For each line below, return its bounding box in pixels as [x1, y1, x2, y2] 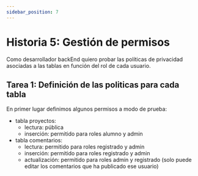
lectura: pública [24, 123, 64, 131]
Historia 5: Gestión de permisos [6, 35, 170, 49]
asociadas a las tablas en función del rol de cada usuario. [6, 62, 151, 69]
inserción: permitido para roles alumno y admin [24, 130, 144, 137]
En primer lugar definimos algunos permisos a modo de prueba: [6, 105, 167, 113]
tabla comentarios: [15, 137, 63, 144]
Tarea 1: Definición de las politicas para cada [6, 79, 180, 90]
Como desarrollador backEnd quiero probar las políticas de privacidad [6, 56, 183, 63]
